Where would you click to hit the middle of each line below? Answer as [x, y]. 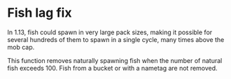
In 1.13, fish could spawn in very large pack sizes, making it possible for [110, 32]
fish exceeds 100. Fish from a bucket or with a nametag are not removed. [113, 68]
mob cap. [21, 47]
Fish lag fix [40, 13]
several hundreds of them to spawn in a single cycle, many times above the [116, 39]
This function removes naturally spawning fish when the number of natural [115, 60]
